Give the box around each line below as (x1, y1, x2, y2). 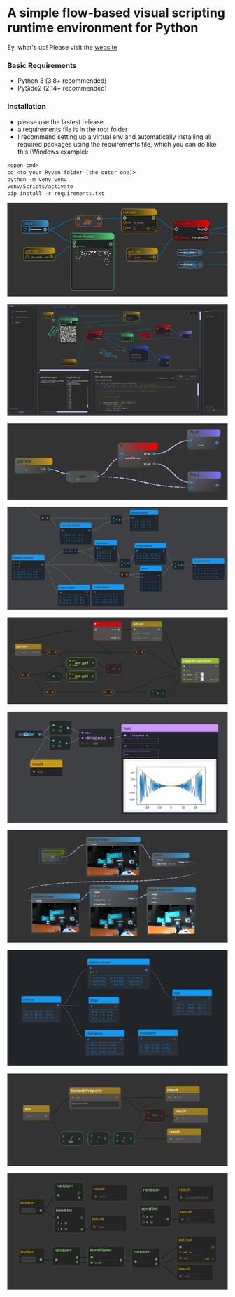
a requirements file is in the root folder (17, 125, 128, 133)
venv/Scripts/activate (7, 182, 73, 190)
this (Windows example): (17, 147, 90, 156)
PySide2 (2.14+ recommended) (17, 84, 107, 93)
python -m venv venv (7, 175, 68, 183)
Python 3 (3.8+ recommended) (17, 77, 107, 85)
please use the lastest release (17, 117, 104, 126)
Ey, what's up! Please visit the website (7, 43, 117, 51)
